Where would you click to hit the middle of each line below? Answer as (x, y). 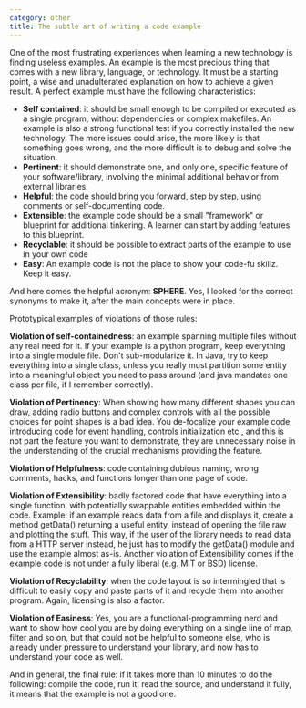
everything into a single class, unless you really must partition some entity (148, 364)
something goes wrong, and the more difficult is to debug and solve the (157, 148)
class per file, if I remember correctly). (82, 385)
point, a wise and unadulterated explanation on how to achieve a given (142, 81)
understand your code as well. (66, 656)
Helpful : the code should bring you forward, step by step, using (142, 196)
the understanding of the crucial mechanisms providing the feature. (136, 450)
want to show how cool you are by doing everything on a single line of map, (151, 627)
